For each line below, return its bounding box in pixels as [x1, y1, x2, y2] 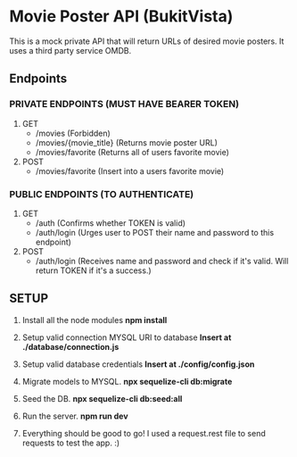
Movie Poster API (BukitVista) [9, 6, 234, 27]
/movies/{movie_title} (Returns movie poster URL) [35, 137, 219, 148]
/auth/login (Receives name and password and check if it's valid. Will [35, 255, 289, 266]
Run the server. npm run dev [21, 411, 128, 421]
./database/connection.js [21, 341, 120, 352]
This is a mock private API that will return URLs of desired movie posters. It [9, 36, 285, 46]
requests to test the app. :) [21, 437, 120, 448]
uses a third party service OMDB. [9, 45, 132, 55]
